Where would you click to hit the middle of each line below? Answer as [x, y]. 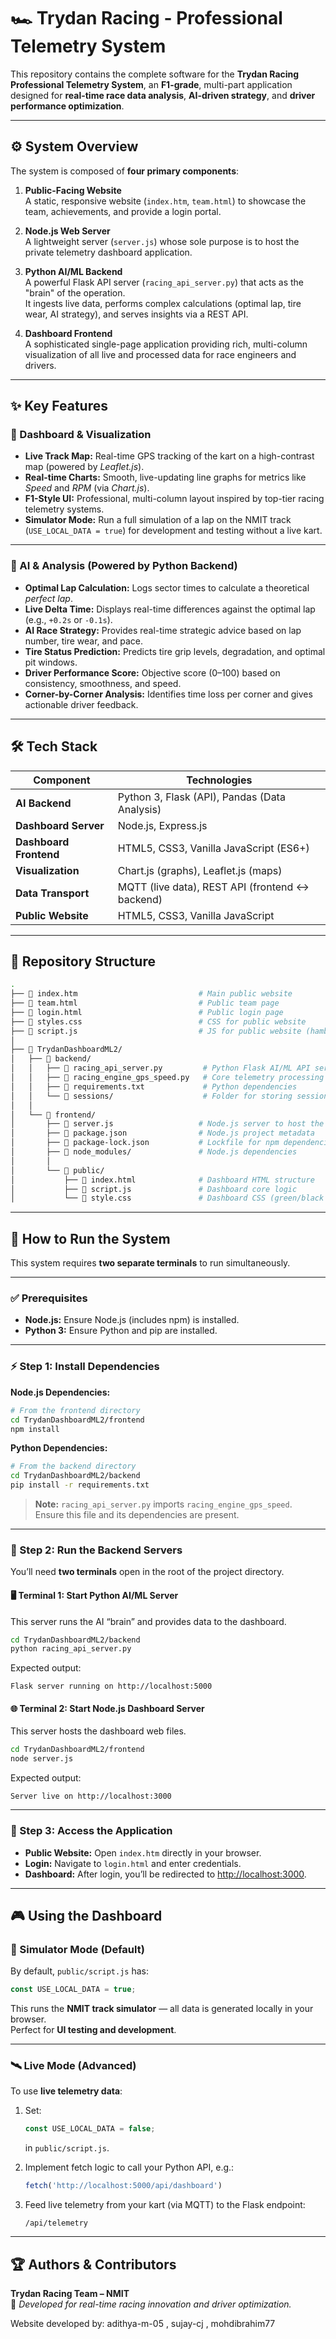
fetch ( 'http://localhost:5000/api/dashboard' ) [123, 2186]
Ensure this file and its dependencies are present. [137, 1515]
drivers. [40, 365]
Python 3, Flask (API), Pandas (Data [201, 797]
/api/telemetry [56, 2223]
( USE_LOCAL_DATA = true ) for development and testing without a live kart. [173, 531]
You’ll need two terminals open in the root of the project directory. [147, 1572]
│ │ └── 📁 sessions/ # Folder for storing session [169, 1096]
